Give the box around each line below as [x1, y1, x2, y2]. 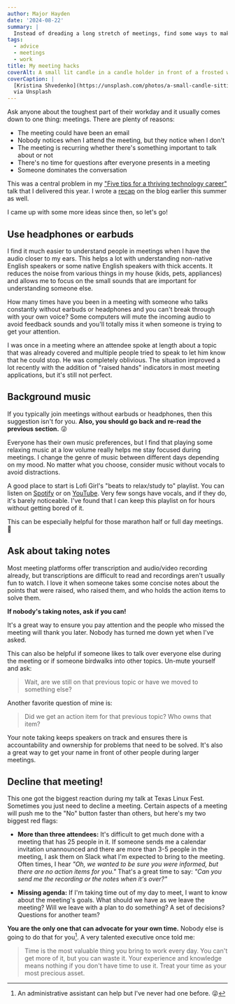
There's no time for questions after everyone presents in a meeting [17, 158, 211, 167]
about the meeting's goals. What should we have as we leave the [17, 896, 205, 905]
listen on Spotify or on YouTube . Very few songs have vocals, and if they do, [7, 488, 227, 497]
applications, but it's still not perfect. [7, 371, 113, 379]
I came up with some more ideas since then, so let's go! [7, 208, 168, 216]
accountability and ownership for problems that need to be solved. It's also [7, 741, 223, 749]
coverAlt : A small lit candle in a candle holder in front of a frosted [7, 69, 224, 76]
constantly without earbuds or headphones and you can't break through [7, 305, 215, 313]
